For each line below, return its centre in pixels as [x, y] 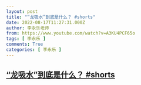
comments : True [25, 45]
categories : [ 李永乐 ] [34, 50]
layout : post [22, 11]
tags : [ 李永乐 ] [26, 39]
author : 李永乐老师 [28, 28]
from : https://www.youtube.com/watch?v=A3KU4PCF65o [70, 33]
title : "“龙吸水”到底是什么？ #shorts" [51, 17]
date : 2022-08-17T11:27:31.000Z [46, 22]
